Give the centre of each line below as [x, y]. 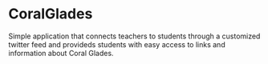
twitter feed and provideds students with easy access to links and [117, 44]
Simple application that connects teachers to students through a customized [134, 36]
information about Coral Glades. [61, 53]
